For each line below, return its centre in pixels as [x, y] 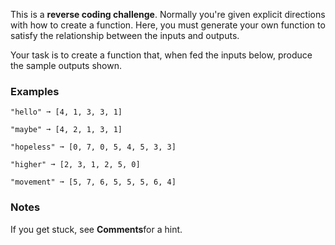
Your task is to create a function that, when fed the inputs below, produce [161, 55]
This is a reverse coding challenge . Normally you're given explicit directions [168, 14]
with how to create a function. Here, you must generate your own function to [168, 25]
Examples [35, 91]
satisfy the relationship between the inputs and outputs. [125, 35]
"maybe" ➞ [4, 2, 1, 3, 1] [66, 130]
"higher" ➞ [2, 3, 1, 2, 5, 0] [75, 165]
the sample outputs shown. [66, 65]
